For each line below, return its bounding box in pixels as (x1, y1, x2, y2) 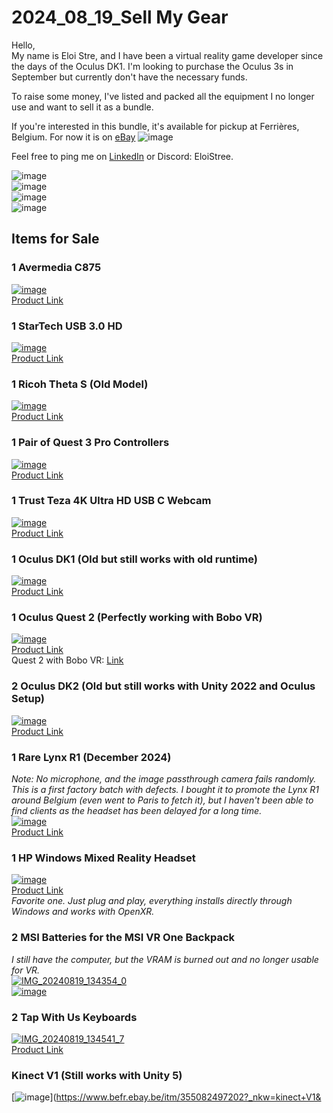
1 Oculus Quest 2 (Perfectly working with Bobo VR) (11, 611, 263, 625)
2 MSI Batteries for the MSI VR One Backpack (11, 931, 236, 945)
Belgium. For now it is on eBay (11, 131, 136, 143)
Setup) (11, 692, 45, 706)
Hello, (11, 39, 36, 51)
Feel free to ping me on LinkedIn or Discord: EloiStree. (11, 150, 234, 162)
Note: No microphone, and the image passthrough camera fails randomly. (11, 773, 317, 785)
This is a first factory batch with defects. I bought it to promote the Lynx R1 (11, 784, 320, 795)
